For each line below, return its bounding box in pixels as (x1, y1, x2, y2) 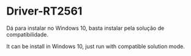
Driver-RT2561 (6, 4, 83, 18)
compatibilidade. (6, 30, 49, 38)
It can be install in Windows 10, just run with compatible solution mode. (6, 43, 185, 50)
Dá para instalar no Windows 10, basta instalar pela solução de (6, 24, 165, 32)
